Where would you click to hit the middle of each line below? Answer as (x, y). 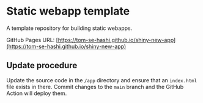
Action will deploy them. (37, 93)
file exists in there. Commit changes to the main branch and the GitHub (95, 87)
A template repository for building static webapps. (69, 28)
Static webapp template (68, 11)
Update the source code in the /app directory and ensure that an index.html (102, 80)
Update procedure (42, 66)
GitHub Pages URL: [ (32, 40)
